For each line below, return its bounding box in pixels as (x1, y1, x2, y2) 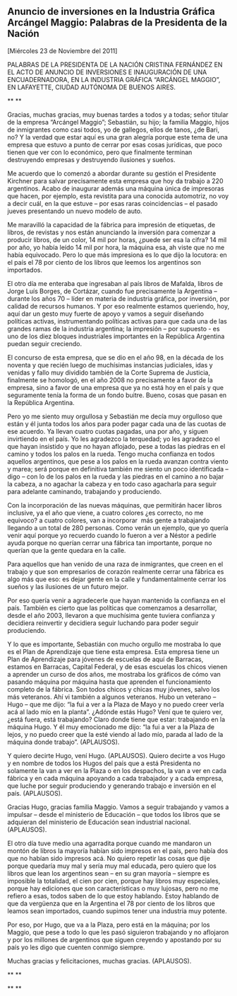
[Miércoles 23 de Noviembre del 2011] (7, 46, 118, 55)
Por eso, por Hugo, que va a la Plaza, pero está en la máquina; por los (7, 920, 210, 929)
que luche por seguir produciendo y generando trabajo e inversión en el (7, 782, 217, 790)
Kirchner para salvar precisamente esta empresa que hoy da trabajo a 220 (7, 176, 224, 185)
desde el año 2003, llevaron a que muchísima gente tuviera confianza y (7, 611, 215, 619)
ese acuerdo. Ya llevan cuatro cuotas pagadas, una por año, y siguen (7, 427, 209, 435)
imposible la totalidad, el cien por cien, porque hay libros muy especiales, (7, 876, 221, 885)
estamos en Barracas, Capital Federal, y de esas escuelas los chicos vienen (7, 662, 228, 671)
